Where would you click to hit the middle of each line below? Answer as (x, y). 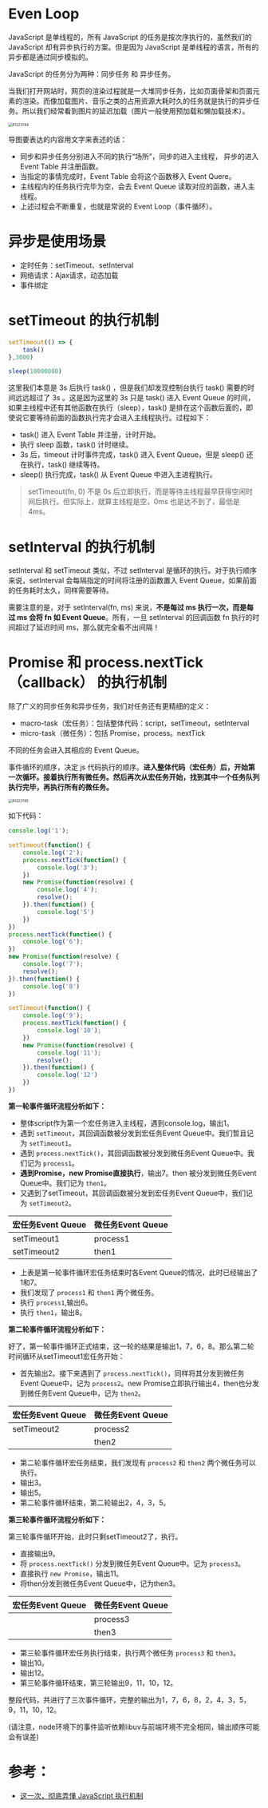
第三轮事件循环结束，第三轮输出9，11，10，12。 (99, 1683)
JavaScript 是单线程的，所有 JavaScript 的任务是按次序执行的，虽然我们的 (130, 37)
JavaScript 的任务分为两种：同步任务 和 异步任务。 (92, 74)
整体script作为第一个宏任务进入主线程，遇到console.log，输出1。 (126, 1123)
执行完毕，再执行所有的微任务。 (61, 787)
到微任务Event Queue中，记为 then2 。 (83, 1393)
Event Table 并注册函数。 (61, 166)
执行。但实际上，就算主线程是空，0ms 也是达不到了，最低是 (141, 502)
